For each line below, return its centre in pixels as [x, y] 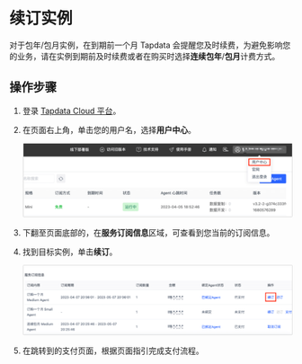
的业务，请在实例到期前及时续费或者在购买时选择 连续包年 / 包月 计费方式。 [145, 56]
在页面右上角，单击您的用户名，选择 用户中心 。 [109, 129]
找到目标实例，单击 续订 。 [70, 252]
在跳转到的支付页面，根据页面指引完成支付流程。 [113, 351]
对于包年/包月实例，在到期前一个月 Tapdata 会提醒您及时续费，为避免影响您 [150, 45]
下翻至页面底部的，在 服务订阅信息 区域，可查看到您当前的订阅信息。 [148, 232]
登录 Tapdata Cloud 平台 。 [71, 111]
